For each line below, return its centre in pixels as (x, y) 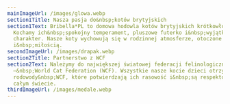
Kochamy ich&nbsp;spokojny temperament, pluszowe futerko (98, 32)
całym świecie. (35, 83)
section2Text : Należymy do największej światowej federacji (95, 64)
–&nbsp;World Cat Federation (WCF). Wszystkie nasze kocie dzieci (110, 70)
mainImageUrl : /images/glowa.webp (56, 13)
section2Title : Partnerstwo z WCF (56, 58)
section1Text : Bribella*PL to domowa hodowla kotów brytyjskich (101, 26)
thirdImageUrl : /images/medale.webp (59, 90)
